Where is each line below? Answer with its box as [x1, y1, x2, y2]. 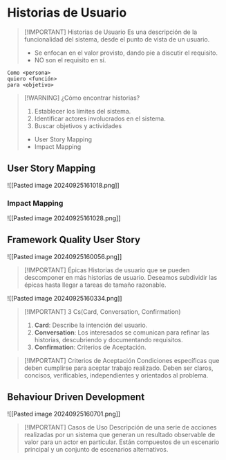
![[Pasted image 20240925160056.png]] [7, 252, 122, 260]
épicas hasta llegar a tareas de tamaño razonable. [23, 281, 167, 289]
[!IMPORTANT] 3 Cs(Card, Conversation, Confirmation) [23, 307, 181, 316]
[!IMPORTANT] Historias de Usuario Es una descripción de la [23, 28, 198, 36]
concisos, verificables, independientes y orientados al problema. [23, 371, 209, 379]
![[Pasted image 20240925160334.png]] [7, 294, 122, 302]
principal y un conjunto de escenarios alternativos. [23, 445, 169, 453]
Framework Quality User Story [7, 234, 140, 246]
